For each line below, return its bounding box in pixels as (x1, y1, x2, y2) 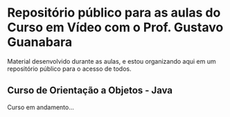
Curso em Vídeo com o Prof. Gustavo (7, 19, 224, 35)
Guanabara (7, 35, 73, 50)
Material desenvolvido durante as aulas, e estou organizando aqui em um (7, 57, 216, 65)
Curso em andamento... (7, 102, 75, 111)
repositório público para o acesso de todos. (7, 64, 132, 73)
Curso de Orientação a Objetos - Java (7, 84, 173, 96)
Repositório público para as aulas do (7, 5, 221, 21)
